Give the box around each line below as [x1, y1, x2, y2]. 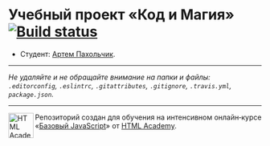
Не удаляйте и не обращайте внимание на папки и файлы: [8, 72, 211, 82]
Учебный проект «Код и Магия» [8, 6, 235, 24]
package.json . [8, 89, 54, 99]
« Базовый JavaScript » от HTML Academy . [35, 120, 177, 130]
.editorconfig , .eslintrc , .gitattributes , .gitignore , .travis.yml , [8, 80, 231, 90]
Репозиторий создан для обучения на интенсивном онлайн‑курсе [35, 112, 262, 122]
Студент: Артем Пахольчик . [19, 49, 116, 59]
